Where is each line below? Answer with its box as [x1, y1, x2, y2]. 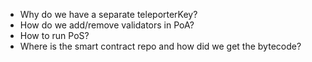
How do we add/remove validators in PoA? [19, 19, 195, 31]
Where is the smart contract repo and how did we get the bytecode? [19, 40, 302, 52]
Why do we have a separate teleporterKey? [19, 9, 198, 20]
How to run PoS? [19, 30, 90, 41]
